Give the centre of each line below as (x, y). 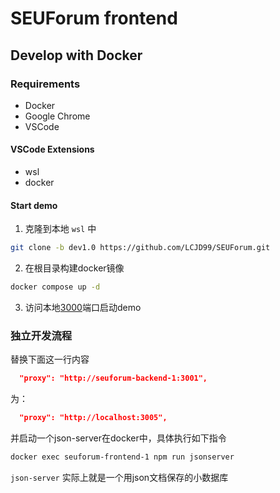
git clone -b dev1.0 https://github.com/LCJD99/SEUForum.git (140, 248)
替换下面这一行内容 (50, 359)
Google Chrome (57, 116)
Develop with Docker (76, 55)
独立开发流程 (41, 335)
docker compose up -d (55, 287)
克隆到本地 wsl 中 (60, 229)
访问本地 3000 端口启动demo (83, 308)
